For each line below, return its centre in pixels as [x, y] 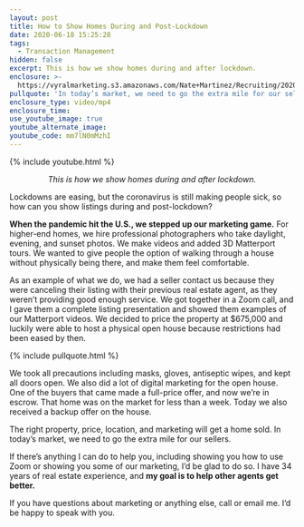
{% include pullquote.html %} [64, 356]
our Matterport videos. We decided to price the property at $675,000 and [146, 318]
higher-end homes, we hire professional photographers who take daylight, [148, 233]
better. [22, 485]
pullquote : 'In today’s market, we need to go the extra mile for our [145, 93]
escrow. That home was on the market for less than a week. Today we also [148, 402]
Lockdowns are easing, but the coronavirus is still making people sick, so [146, 197]
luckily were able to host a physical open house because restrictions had [145, 328]
